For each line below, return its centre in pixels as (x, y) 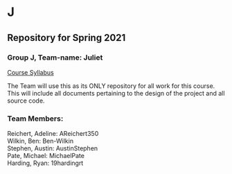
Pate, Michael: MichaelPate (46, 156)
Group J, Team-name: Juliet (55, 58)
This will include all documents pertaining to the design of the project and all (116, 93)
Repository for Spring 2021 (66, 38)
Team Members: (35, 119)
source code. (26, 101)
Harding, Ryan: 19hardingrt (45, 163)
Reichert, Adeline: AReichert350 (53, 134)
